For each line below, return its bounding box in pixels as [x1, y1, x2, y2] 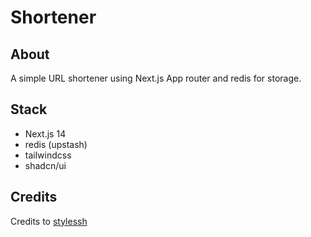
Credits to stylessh [10, 215, 88, 227]
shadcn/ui [24, 159, 67, 171]
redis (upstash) [24, 138, 88, 150]
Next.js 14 [24, 127, 67, 140]
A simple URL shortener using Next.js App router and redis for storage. [10, 72, 302, 84]
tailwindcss [24, 149, 72, 161]
